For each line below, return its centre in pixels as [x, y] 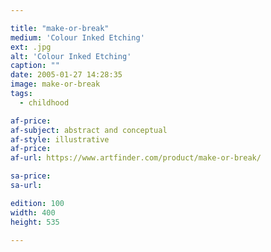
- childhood [44, 102]
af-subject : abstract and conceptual [89, 130]
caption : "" [35, 66]
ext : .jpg [31, 47]
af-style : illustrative [60, 139]
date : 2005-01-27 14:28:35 [66, 75]
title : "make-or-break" [60, 28]
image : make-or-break [55, 84]
